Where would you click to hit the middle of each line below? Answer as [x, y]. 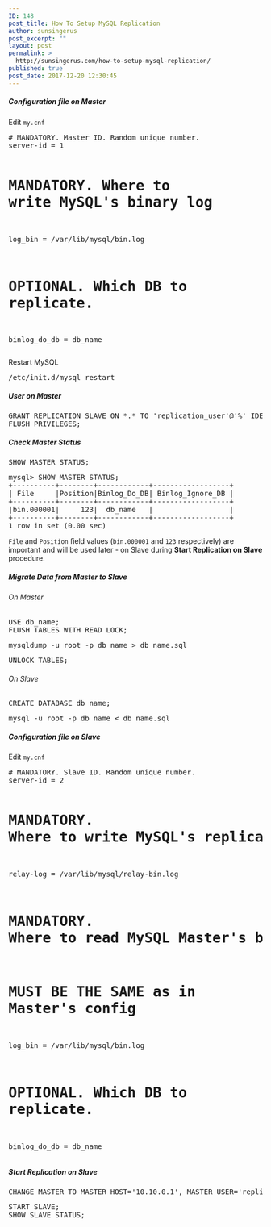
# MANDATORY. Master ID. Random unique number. [104, 137]
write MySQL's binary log [110, 202]
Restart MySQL [33, 362]
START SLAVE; [34, 1206]
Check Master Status [45, 442]
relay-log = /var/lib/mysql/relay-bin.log [94, 874]
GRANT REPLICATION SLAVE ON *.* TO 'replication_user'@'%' [128, 416]
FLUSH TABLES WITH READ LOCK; [68, 630]
